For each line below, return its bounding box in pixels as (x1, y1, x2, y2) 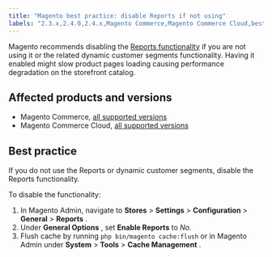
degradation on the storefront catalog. (8, 67, 136, 77)
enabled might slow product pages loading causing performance (8, 58, 225, 69)
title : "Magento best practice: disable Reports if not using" (8, 11, 227, 20)
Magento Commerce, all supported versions (19, 112, 168, 122)
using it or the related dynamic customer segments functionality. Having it (8, 50, 255, 60)
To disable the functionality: (8, 190, 101, 200)
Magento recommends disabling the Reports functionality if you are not (8, 41, 246, 51)
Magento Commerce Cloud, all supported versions (19, 120, 189, 130)
